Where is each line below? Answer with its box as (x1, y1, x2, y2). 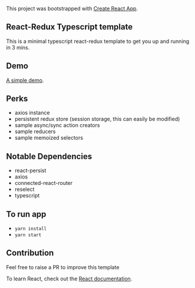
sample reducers (14, 128, 56, 135)
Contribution (6, 248, 54, 258)
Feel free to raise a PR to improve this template (6, 263, 120, 270)
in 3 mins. (6, 44, 30, 51)
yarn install (14, 226, 47, 232)
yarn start (14, 232, 42, 238)
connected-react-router (14, 180, 73, 187)
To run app (6, 209, 47, 219)
